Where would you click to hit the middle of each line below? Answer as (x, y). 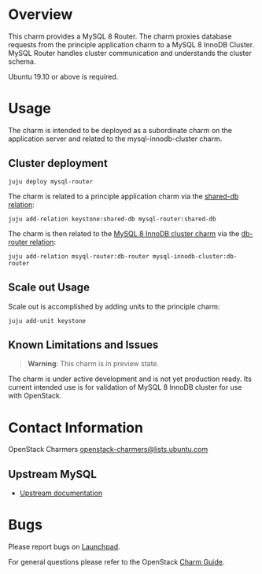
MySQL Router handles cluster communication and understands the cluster (130, 53)
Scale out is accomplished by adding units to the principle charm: (114, 306)
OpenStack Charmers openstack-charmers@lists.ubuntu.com (108, 450)
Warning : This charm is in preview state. (93, 364)
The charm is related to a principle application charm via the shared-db (124, 196)
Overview (41, 15)
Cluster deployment (58, 163)
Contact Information (76, 428)
